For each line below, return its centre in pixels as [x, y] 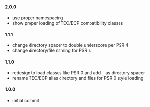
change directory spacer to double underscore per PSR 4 [70, 45]
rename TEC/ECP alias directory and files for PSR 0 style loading [78, 78]
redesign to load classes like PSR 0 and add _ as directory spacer [78, 73]
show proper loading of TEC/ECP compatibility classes [68, 23]
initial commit [26, 100]
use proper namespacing [38, 18]
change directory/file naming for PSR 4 [52, 51]
